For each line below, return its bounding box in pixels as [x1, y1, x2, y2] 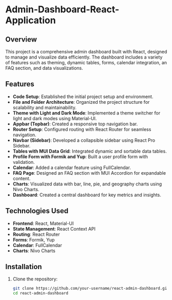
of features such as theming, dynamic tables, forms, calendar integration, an [5, 60, 167, 65]
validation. [12, 159, 35, 165]
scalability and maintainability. [12, 104, 77, 110]
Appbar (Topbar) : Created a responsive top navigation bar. [12, 121, 138, 127]
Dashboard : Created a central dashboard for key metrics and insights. [12, 192, 162, 198]
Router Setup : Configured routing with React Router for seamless [12, 126, 151, 132]
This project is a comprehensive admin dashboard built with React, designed [5, 49, 167, 54]
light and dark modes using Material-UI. [12, 115, 97, 121]
